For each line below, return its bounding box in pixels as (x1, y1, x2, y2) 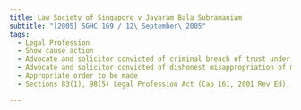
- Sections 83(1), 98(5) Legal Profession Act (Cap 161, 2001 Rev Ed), (17, 80, 291, 89)
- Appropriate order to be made (17, 72, 139, 80)
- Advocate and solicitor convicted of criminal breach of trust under (17, 55, 291, 63)
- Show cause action (17, 47, 94, 55)
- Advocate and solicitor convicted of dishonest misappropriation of (17, 63, 287, 72)
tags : (9, 30, 30, 38)
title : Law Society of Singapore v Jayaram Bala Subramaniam (9, 13, 243, 22)
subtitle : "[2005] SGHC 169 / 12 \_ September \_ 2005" (9, 21, 206, 30)
